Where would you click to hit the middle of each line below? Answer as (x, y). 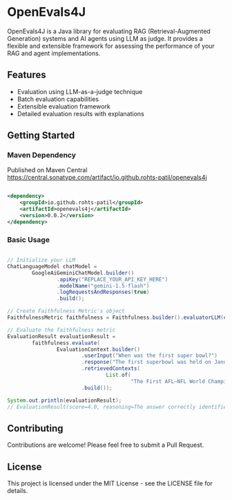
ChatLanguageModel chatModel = (52, 266)
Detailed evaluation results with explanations (81, 113)
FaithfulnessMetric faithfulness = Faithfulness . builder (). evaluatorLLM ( (116, 318)
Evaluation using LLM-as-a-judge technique (80, 91)
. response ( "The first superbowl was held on (146, 362)
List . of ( (118, 375)
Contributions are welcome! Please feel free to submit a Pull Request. (106, 445)
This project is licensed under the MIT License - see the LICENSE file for (110, 483)
